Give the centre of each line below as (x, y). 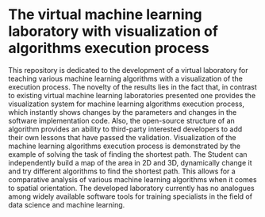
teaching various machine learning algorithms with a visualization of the (126, 78)
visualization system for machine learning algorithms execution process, (126, 104)
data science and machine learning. (67, 204)
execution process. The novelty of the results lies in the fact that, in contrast (133, 87)
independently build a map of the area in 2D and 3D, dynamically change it (130, 162)
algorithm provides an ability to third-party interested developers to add (125, 129)
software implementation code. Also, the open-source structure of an (122, 120)
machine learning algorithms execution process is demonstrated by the (124, 146)
